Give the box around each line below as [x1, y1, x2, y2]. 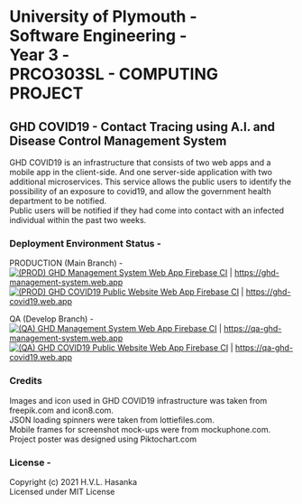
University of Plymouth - [9, 6, 197, 27]
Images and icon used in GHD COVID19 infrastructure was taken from [9, 395, 268, 406]
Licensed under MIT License [9, 486, 115, 497]
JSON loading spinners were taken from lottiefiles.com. [9, 414, 215, 425]
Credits [9, 375, 42, 387]
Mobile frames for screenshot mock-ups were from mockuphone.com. [9, 424, 271, 434]
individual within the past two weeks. [9, 215, 147, 225]
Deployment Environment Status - [9, 237, 162, 249]
